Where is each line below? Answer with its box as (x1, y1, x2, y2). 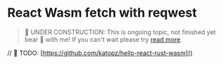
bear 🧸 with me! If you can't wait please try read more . (24, 35, 183, 43)
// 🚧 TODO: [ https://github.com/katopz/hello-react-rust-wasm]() (7, 49, 193, 57)
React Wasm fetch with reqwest (7, 5, 197, 21)
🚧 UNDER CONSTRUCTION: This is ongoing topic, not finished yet (24, 28, 216, 36)
